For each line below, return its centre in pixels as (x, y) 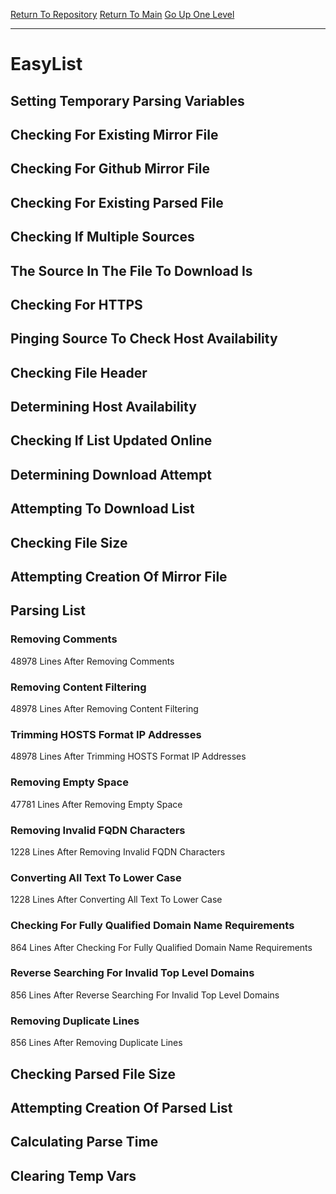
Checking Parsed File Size (93, 1074)
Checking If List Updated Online (111, 440)
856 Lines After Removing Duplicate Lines (96, 1043)
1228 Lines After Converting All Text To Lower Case (116, 900)
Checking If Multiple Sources (102, 237)
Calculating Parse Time (84, 1142)
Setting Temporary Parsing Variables (127, 100)
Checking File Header (79, 372)
